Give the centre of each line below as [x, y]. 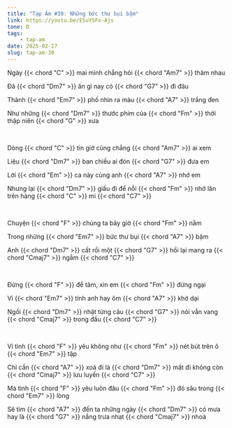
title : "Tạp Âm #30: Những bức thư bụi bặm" [73, 14]
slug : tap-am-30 [31, 53]
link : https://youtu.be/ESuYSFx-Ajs [60, 20]
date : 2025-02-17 [32, 46]
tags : [15, 33]
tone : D [19, 27]
